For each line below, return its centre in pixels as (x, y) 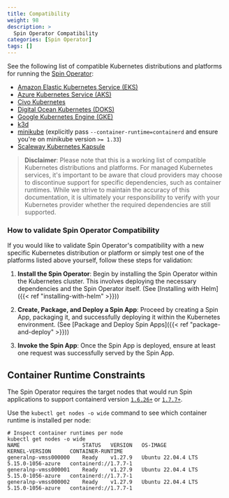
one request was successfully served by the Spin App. (96, 353)
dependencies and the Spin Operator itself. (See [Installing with (108, 289)
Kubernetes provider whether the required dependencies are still (117, 205)
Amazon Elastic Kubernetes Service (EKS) (77, 87)
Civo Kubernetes (42, 102)
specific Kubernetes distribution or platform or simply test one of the (106, 253)
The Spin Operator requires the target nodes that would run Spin (100, 392)
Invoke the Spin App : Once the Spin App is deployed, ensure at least (116, 346)
